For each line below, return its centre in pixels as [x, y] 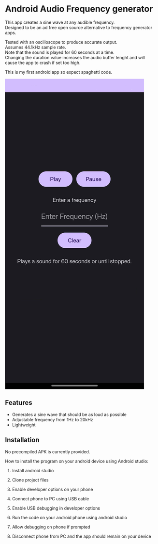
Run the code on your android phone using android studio [69, 517]
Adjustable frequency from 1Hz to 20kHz [52, 419]
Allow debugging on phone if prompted [51, 527]
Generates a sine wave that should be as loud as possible [69, 414]
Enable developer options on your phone [52, 489]
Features [19, 403]
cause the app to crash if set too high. [43, 63]
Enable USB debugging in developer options [56, 508]
